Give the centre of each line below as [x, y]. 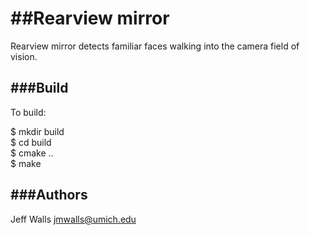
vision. [24, 56]
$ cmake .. [32, 153]
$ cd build [31, 142]
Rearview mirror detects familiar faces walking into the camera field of [155, 46]
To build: [28, 112]
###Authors [49, 195]
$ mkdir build [37, 131]
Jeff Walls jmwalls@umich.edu [73, 219]
